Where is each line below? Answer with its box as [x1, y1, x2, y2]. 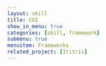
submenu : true [7, 36, 48, 43]
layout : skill [7, 10, 48, 17]
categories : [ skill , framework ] [7, 29, 100, 36]
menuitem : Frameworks [7, 42, 70, 49]
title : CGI [7, 16, 39, 23]
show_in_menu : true [7, 23, 63, 30]
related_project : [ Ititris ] [7, 49, 88, 56]
